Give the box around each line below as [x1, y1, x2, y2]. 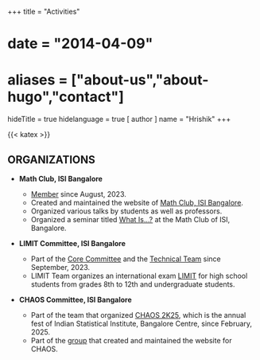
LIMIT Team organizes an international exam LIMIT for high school [30, 271, 248, 280]
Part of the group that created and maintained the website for [30, 335, 232, 345]
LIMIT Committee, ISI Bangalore [18, 238, 126, 248]
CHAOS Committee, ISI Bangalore [18, 295, 132, 304]
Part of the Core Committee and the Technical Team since [30, 254, 221, 264]
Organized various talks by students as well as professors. [30, 206, 223, 216]
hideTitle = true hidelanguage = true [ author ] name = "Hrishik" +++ [7, 115, 231, 124]
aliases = [7, 71, 68, 89]
